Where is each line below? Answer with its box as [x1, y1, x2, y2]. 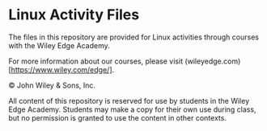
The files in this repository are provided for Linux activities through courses [8, 32, 259, 42]
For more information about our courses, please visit [8, 56, 184, 66]
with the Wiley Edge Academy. [8, 40, 111, 50]
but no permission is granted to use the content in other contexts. [8, 113, 227, 122]
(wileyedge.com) [184, 56, 241, 66]
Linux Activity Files [8, 6, 140, 24]
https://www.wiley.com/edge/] [11, 64, 112, 74]
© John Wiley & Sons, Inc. [8, 80, 95, 90]
